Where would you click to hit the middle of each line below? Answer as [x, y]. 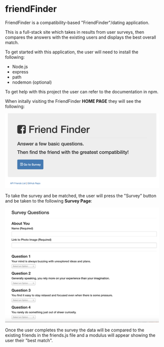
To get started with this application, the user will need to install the [72, 52]
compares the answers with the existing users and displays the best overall [81, 37]
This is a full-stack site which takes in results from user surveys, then [75, 32]
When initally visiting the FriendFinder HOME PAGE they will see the [73, 101]
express [20, 71]
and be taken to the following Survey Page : [49, 201]
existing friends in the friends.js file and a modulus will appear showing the [80, 335]
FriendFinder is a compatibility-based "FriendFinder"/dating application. [77, 23]
